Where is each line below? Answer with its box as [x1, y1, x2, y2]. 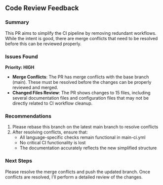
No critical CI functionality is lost [19, 140, 86, 146]
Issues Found [5, 53, 38, 60]
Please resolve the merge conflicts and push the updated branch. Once [5, 169, 151, 175]
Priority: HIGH [5, 64, 35, 70]
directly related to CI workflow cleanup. [12, 100, 93, 106]
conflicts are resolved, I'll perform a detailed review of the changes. [5, 174, 143, 180]
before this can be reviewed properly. [5, 41, 81, 47]
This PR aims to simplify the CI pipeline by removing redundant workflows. [5, 30, 157, 36]
